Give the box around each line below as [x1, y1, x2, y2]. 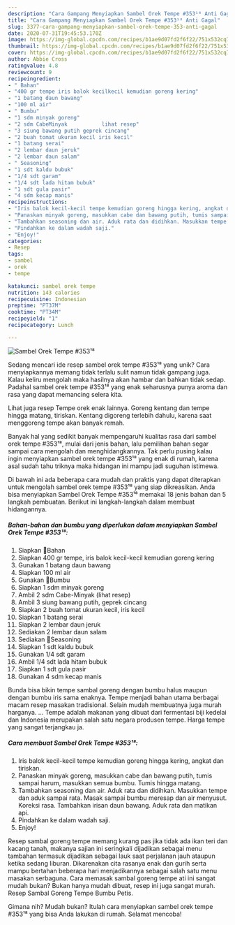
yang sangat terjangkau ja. [8, 722, 84, 731]
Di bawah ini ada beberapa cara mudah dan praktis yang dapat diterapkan [8, 475, 221, 483]
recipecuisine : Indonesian [8, 296, 86, 303]
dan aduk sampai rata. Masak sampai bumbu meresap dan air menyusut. [17, 794, 227, 802]
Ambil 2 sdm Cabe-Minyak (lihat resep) [17, 590, 131, 599]
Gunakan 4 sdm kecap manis [17, 672, 102, 680]
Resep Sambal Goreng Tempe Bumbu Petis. [8, 889, 133, 897]
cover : [8, 50, 27, 57]
